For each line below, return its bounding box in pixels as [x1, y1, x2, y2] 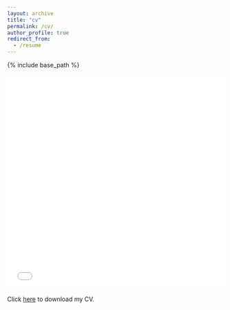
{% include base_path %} [7, 61, 80, 69]
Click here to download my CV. [7, 295, 95, 303]
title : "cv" [7, 16, 41, 23]
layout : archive [7, 10, 54, 17]
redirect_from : [7, 36, 51, 43]
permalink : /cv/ [7, 23, 54, 30]
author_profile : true [7, 29, 70, 36]
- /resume [13, 42, 41, 49]
